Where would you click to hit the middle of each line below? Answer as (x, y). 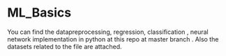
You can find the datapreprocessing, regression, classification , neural (108, 32)
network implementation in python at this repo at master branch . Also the (113, 39)
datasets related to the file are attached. (65, 46)
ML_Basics (39, 13)
